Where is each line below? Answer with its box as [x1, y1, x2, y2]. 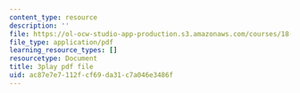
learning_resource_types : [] [9, 46, 118, 55]
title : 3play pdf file [9, 63, 94, 72]
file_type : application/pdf [9, 37, 114, 47]
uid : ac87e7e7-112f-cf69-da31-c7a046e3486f [9, 71, 174, 80]
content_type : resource [9, 12, 98, 22]
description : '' [9, 21, 70, 30]
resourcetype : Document [9, 54, 98, 63]
